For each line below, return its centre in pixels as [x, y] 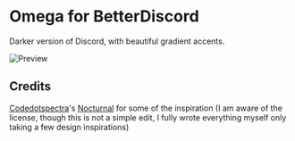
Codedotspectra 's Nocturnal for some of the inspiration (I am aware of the [146, 108]
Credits [30, 87]
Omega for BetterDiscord [104, 17]
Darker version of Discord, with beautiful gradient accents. [117, 41]
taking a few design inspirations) [69, 127]
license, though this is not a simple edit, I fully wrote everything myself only [148, 117]
